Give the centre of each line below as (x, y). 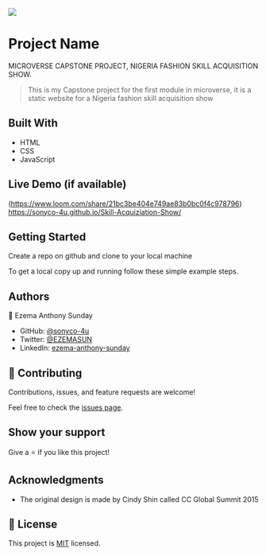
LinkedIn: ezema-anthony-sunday (75, 348)
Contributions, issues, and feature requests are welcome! (102, 392)
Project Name (54, 44)
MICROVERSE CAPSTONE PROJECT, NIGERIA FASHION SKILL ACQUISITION (133, 66)
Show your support (57, 432)
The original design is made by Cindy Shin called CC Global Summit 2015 (139, 499)
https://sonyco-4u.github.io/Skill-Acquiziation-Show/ (95, 212)
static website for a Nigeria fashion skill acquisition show (120, 98)
